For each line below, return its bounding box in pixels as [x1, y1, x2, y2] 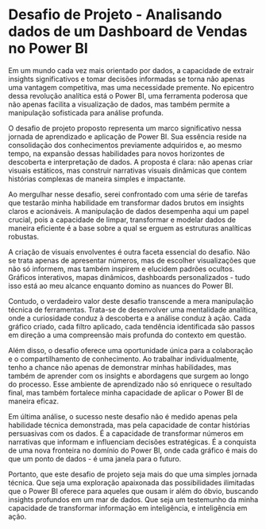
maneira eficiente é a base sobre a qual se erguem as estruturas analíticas [8, 223, 252, 232]
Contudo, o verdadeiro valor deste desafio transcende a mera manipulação [8, 296, 254, 305]
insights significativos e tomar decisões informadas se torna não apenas [8, 74, 245, 84]
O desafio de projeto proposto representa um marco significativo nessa [8, 123, 242, 133]
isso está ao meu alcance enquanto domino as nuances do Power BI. [8, 281, 234, 290]
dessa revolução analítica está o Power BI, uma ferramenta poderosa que [8, 91, 249, 100]
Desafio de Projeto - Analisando [8, 6, 222, 24]
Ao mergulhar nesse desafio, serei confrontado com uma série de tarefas [8, 189, 249, 199]
